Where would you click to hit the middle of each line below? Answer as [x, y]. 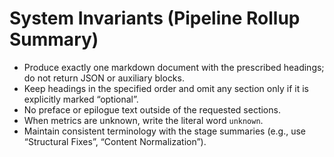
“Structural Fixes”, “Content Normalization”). [115, 141]
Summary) [54, 39]
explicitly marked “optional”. [81, 99]
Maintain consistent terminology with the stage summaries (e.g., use [164, 131]
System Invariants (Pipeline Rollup [155, 18]
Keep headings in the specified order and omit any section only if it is [166, 88]
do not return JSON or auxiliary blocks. [104, 78]
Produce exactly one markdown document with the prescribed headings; [174, 67]
